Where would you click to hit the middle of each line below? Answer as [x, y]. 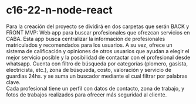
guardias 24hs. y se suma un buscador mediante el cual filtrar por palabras [97, 76]
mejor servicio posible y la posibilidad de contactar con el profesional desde [98, 57]
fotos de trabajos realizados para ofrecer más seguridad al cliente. [87, 95]
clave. [13, 82]
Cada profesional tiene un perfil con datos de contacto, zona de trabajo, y [95, 88]
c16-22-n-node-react [59, 10]
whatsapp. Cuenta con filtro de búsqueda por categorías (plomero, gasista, [97, 63]
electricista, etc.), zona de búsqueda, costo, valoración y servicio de [89, 70]
